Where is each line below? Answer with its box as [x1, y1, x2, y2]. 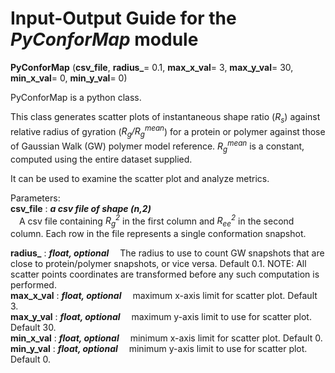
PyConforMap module [10, 28, 199, 51]
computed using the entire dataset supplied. [10, 153, 193, 165]
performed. [10, 279, 57, 291]
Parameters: [10, 192, 61, 204]
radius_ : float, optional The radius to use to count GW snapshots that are [10, 247, 325, 259]
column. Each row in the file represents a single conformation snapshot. [10, 228, 307, 240]
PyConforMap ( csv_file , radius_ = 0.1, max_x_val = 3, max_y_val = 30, [10, 61, 294, 73]
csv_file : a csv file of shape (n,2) [10, 202, 152, 214]
